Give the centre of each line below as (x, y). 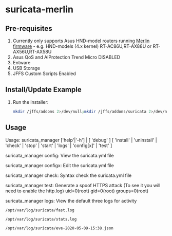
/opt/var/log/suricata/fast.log (40, 210)
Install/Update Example (43, 90)
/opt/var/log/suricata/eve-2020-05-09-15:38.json (60, 228)
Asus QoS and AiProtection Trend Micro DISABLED (66, 57)
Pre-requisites (29, 29)
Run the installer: (31, 102)
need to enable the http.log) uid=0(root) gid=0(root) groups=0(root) (77, 191)
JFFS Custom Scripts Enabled (44, 74)
